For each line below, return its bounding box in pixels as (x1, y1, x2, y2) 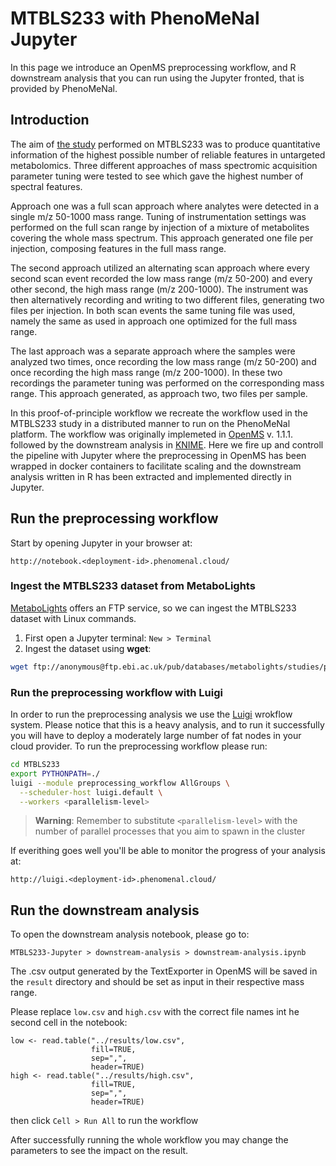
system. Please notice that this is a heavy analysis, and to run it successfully (10, 719, 325, 731)
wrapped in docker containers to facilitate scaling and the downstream (10, 460, 302, 472)
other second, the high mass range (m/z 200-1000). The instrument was (10, 283, 309, 295)
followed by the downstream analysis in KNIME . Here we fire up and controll (10, 438, 324, 451)
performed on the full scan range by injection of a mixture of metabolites (10, 221, 310, 233)
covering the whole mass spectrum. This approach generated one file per (10, 232, 314, 244)
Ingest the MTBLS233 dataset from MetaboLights (10, 579, 256, 593)
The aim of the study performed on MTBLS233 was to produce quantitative (10, 138, 321, 150)
